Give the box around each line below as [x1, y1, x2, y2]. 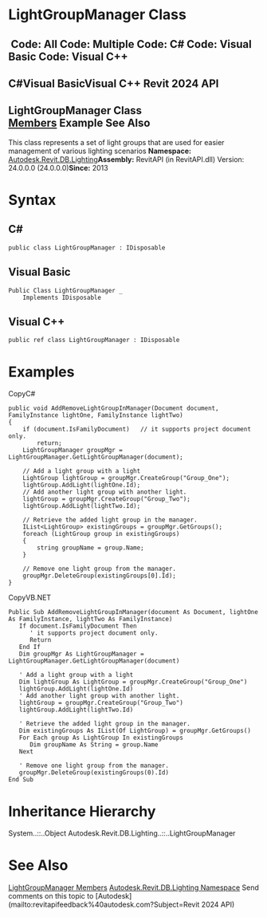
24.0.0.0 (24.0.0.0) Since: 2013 [8, 163, 109, 172]
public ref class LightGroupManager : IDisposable [8, 336, 180, 344]
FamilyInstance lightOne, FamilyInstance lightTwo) [8, 411, 183, 419]
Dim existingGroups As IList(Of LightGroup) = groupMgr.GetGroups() [18, 727, 251, 735]
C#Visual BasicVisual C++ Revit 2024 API [8, 77, 219, 90]
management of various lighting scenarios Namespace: [8, 146, 191, 155]
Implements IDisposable [22, 293, 102, 301]
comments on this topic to [8, 891, 94, 901]
